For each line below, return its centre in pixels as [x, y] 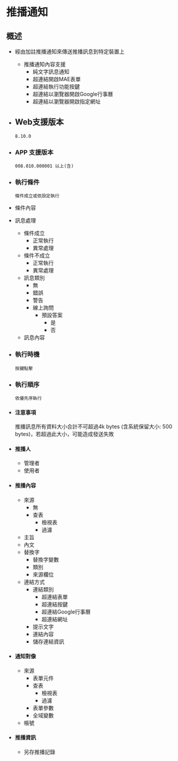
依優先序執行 [28, 398]
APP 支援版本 [34, 152]
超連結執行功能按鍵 [56, 86]
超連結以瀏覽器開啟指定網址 [67, 101]
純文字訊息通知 [51, 72]
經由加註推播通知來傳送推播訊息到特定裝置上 [70, 52]
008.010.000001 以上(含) [44, 166]
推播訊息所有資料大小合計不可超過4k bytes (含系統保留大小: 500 [93, 426]
